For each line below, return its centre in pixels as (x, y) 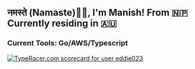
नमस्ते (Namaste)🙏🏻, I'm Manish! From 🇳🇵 (97, 13)
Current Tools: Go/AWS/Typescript (68, 43)
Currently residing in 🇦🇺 (62, 24)
